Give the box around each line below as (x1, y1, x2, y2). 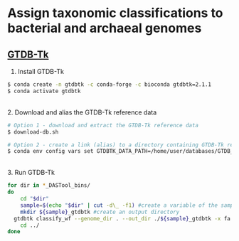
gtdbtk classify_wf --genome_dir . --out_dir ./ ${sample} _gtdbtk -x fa (14, 215, 231, 222)
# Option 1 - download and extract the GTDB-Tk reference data (7, 122, 199, 129)
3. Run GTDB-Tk (7, 168, 55, 177)
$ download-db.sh (7, 128, 59, 136)
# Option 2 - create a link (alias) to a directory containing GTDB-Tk (7, 141, 224, 149)
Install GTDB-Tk (17, 68, 64, 75)
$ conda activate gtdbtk (7, 87, 81, 95)
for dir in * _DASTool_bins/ (7, 182, 91, 189)
